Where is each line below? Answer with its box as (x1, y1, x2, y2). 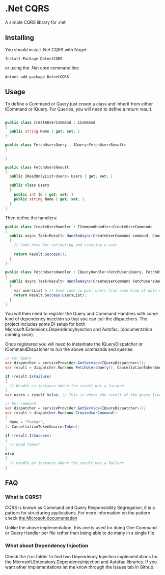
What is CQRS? (5, 494, 42, 500)
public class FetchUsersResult (5, 165, 69, 170)
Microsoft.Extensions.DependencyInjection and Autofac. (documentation (5, 326, 152, 333)
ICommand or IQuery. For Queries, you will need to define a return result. (5, 106, 153, 112)
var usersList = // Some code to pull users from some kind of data (14, 288, 157, 293)
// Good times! (9, 442, 41, 447)
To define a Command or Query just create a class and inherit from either (5, 101, 153, 106)
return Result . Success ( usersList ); (14, 293, 87, 298)
